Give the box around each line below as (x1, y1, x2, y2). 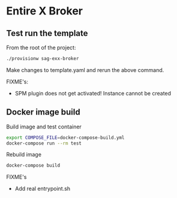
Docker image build (6, 107, 80, 118)
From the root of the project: (6, 44, 76, 51)
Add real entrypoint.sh (14, 185, 71, 193)
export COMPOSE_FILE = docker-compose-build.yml (6, 134, 125, 140)
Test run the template (6, 28, 88, 38)
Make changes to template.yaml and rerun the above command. (6, 66, 164, 73)
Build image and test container (6, 123, 82, 130)
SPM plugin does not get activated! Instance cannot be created (14, 89, 172, 97)
